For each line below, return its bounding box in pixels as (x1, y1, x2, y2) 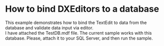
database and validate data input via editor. (5, 24, 93, 30)
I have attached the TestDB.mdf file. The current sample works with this (5, 30, 152, 36)
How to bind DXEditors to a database (5, 3, 160, 15)
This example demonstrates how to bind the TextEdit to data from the (5, 20, 147, 25)
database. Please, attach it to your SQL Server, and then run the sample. (5, 35, 153, 41)
